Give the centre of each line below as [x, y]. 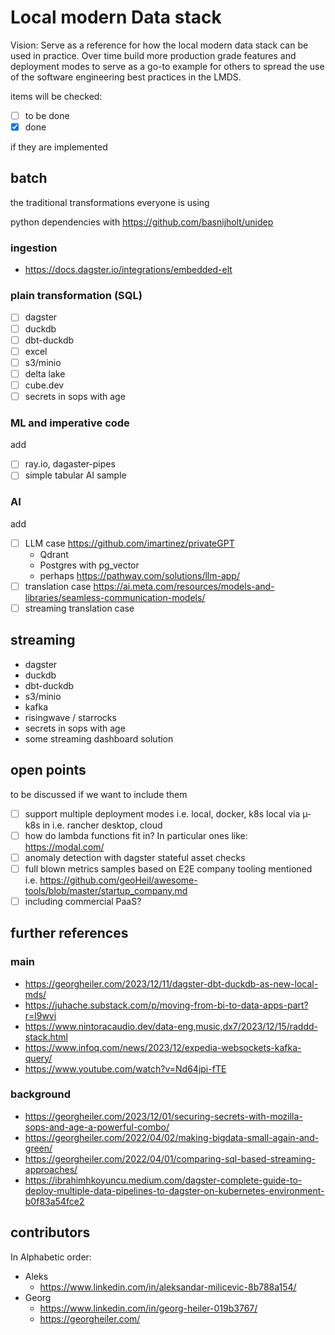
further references [69, 933]
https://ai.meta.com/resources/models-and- [184, 586]
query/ [38, 1058]
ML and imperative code [70, 423]
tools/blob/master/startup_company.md [106, 890]
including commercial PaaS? [83, 901]
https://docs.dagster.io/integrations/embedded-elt [128, 270]
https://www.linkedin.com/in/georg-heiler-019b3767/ [148, 1308]
